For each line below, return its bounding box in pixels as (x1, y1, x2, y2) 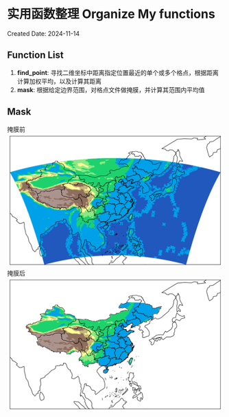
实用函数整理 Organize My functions (7, 6, 216, 22)
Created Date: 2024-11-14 (7, 29, 80, 38)
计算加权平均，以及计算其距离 (16, 77, 101, 85)
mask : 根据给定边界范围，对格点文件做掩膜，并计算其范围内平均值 (16, 85, 205, 93)
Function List (7, 49, 64, 61)
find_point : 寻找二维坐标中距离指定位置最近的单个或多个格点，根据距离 (16, 68, 219, 76)
